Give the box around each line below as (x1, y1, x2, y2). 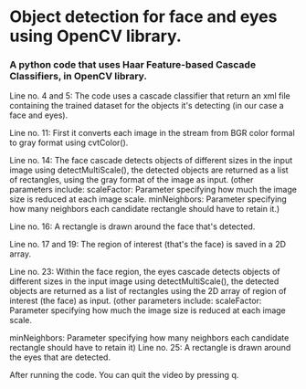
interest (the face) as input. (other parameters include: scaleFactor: (9, 295, 262, 307)
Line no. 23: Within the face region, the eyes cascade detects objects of (9, 267, 280, 278)
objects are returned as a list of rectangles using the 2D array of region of (9, 286, 287, 297)
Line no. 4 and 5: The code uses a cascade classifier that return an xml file (9, 90, 290, 101)
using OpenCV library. (9, 26, 183, 47)
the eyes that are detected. (9, 352, 111, 363)
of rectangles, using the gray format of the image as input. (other (9, 174, 254, 185)
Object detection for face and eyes (9, 6, 278, 27)
